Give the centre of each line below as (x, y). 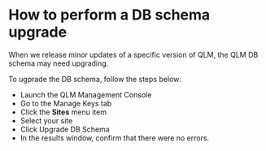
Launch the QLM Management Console (86, 94)
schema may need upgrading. (59, 63)
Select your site (46, 120)
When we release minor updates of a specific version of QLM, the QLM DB (133, 54)
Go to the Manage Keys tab (66, 103)
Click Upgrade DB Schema (65, 129)
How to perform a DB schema (109, 15)
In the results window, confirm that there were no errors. (115, 138)
